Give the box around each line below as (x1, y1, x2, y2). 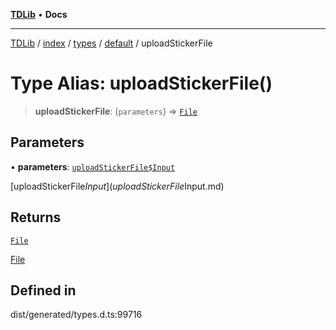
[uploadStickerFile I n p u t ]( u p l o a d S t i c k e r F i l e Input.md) (10, 180, 225, 192)
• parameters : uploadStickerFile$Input (10, 160, 176, 173)
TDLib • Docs (10, 9, 68, 20)
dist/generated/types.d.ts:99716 (10, 309, 143, 321)
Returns (10, 209, 62, 226)
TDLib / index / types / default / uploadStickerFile (10, 37, 213, 49)
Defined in (10, 282, 77, 299)
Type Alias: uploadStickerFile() (10, 72, 273, 95)
